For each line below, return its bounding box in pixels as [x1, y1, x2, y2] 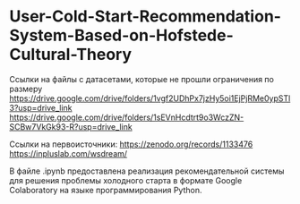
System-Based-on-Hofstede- [9, 25, 235, 46]
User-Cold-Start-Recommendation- [9, 6, 282, 27]
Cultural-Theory [9, 45, 133, 64]
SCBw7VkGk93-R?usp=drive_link [9, 121, 133, 132]
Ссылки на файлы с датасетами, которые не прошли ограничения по [9, 73, 275, 84]
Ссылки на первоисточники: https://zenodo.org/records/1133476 [9, 139, 253, 149]
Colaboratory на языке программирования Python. [9, 184, 202, 195]
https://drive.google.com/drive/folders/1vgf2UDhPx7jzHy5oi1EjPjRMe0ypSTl [9, 92, 291, 104]
